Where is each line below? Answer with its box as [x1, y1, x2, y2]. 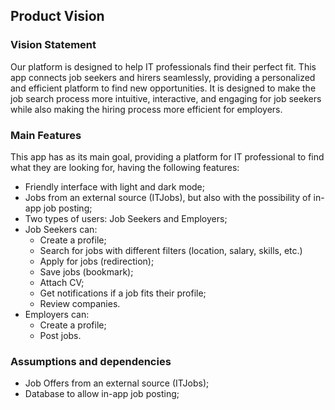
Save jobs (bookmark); [39, 265, 134, 278]
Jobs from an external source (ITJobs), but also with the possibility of [24, 191, 312, 203]
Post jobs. [39, 329, 82, 341]
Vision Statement [10, 38, 97, 52]
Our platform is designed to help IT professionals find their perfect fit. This [10, 60, 317, 73]
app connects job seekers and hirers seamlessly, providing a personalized [10, 71, 316, 83]
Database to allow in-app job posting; [24, 388, 180, 400]
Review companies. [39, 297, 121, 309]
